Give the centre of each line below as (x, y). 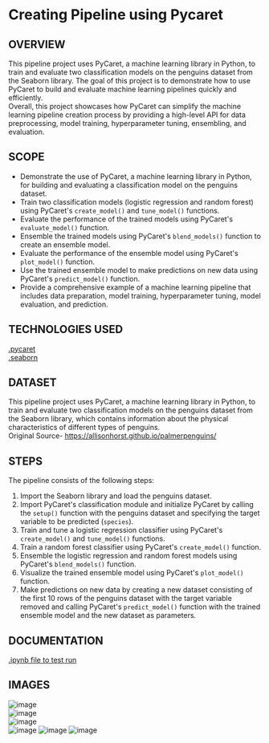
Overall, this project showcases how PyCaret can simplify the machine (125, 106)
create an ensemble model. (65, 244)
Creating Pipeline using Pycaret (116, 15)
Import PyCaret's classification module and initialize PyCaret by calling (137, 505)
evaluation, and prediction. (64, 304)
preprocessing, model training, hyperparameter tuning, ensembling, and (127, 123)
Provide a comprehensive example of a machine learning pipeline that (135, 287)
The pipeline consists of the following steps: (82, 481)
